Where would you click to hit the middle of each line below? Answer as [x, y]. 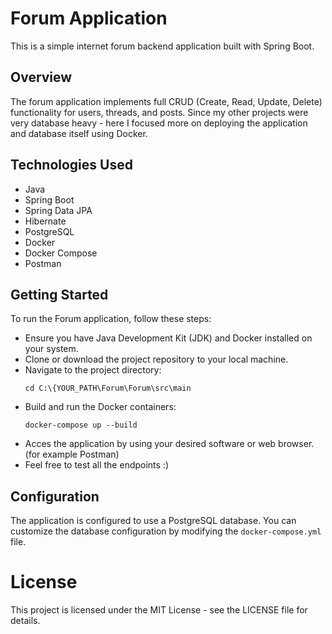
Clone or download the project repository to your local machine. [156, 359]
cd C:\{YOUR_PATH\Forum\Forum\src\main [108, 388]
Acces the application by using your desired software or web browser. [169, 444]
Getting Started [59, 294]
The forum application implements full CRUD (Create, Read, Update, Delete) [166, 101]
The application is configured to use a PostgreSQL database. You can [153, 521]
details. [25, 621]
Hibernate [45, 221]
